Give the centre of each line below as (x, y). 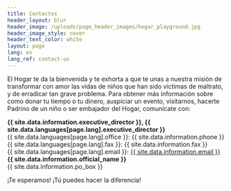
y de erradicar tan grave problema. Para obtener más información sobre (110, 93)
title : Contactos (32, 14)
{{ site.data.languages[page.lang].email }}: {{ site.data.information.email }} (114, 151)
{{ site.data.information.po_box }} (55, 166)
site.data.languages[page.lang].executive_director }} (86, 129)
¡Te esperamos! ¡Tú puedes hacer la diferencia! (74, 180)
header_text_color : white (45, 40)
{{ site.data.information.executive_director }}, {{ (79, 122)
